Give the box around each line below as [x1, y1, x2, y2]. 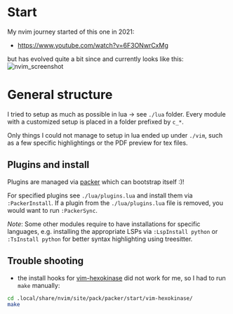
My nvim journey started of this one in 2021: [7, 27, 135, 36]
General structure [7, 87, 113, 103]
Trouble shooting [7, 255, 84, 267]
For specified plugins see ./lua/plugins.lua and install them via [7, 191, 193, 199]
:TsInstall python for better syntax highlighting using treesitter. [7, 235, 193, 243]
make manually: [17, 281, 60, 289]
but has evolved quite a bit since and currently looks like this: [7, 54, 184, 63]
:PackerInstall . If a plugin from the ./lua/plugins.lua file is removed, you [7, 198, 223, 207]
